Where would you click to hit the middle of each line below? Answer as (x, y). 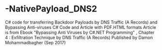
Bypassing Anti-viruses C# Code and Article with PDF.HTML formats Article (81, 27)
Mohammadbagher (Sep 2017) (35, 42)
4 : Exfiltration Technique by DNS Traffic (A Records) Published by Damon (79, 37)
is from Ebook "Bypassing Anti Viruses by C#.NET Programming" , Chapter (80, 32)
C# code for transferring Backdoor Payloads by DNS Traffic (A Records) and (81, 22)
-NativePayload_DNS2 (51, 9)
